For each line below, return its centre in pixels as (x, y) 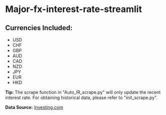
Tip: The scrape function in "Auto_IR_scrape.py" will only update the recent (83, 92)
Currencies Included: (39, 28)
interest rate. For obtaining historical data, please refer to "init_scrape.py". (81, 97)
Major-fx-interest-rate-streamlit (73, 9)
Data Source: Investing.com (34, 107)
